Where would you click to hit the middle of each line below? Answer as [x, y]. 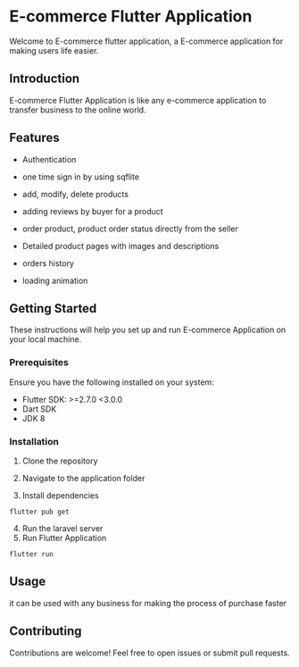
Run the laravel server [62, 528]
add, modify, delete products [75, 194]
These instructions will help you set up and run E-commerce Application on [148, 330]
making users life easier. [54, 50]
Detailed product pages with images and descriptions [120, 246]
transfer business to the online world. [78, 110]
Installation [34, 441]
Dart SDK [39, 409]
